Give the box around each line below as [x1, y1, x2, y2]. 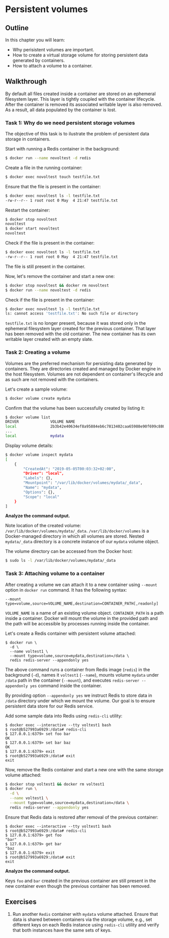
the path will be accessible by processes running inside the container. [5, 620, 150, 626]
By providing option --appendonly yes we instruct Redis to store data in [5, 692, 152, 698]
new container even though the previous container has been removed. [5, 883, 151, 889]
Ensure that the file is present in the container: [5, 183, 101, 189]
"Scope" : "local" [23, 494, 59, 499]
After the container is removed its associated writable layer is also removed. [5, 101, 162, 107]
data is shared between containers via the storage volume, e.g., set [12, 916, 152, 922]
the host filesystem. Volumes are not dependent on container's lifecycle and [5, 371, 163, 377]
